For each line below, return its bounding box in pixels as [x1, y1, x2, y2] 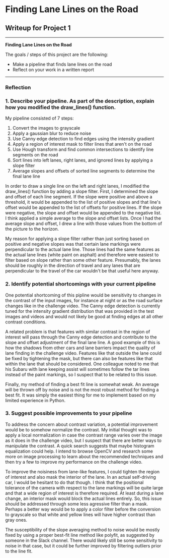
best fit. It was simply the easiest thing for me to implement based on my [5, 392, 156, 398]
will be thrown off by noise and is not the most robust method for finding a [5, 386, 159, 393]
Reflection [5, 84, 31, 91]
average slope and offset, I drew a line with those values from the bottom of [5, 220, 162, 227]
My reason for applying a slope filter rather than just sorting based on [5, 236, 149, 242]
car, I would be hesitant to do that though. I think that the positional [5, 479, 144, 485]
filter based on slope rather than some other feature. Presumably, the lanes [5, 257, 161, 263]
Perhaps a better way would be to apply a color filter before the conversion [5, 506, 161, 512]
